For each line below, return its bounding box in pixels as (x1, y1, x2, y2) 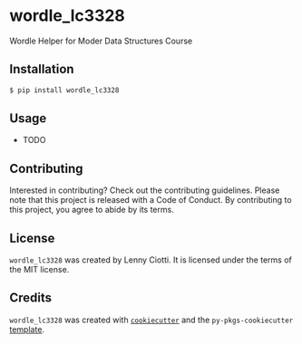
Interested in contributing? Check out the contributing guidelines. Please (9, 185, 280, 196)
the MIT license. (9, 264, 70, 275)
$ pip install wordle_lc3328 (9, 85, 120, 95)
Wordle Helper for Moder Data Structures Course (9, 35, 193, 46)
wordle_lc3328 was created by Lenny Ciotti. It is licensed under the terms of (9, 254, 293, 265)
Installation (9, 62, 74, 77)
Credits (9, 291, 53, 306)
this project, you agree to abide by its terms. (9, 205, 174, 215)
